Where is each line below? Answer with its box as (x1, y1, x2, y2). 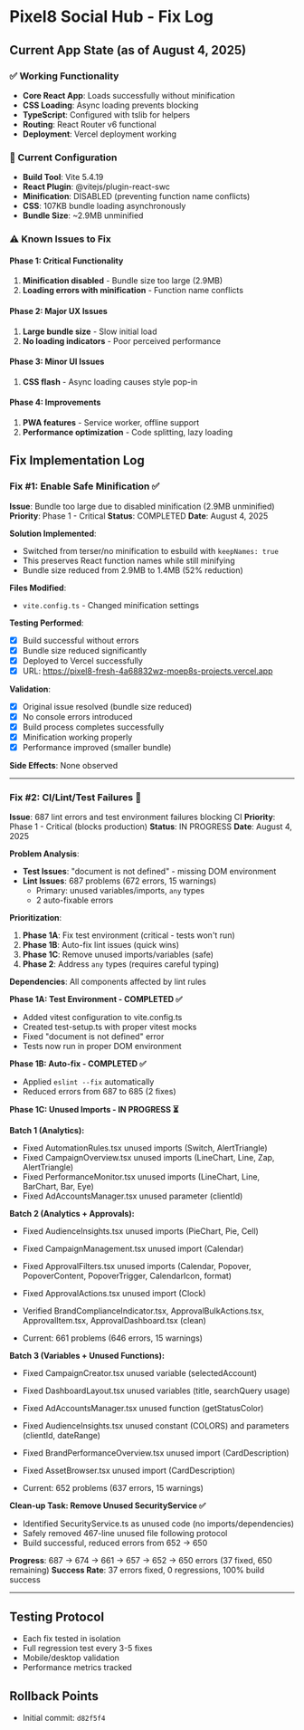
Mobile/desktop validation (22, 1652, 120, 1663)
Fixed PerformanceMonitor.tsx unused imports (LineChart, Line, (22, 1171, 261, 1182)
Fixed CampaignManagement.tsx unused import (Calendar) (22, 1243, 244, 1255)
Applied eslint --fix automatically (22, 1076, 155, 1087)
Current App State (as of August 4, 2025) (9, 43, 247, 58)
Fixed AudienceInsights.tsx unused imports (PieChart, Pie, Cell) (22, 1226, 260, 1237)
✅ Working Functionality (9, 70, 119, 82)
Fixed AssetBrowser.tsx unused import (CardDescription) (22, 1465, 235, 1477)
